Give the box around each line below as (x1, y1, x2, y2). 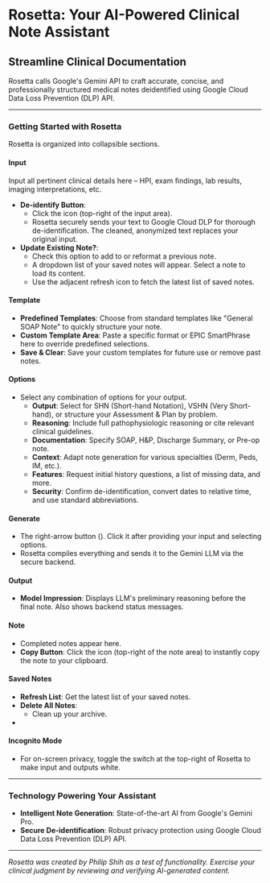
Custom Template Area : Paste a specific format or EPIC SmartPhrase (19, 330, 251, 340)
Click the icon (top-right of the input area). (31, 208, 173, 218)
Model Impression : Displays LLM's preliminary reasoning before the (19, 594, 247, 603)
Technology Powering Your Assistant (8, 790, 157, 801)
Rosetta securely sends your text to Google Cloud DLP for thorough (31, 217, 256, 226)
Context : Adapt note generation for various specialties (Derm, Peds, (31, 452, 259, 462)
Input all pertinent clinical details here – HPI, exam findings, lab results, (8, 176, 243, 185)
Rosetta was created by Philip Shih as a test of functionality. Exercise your (8, 857, 256, 867)
